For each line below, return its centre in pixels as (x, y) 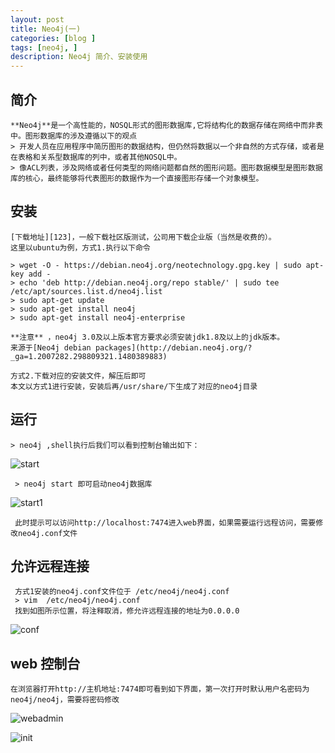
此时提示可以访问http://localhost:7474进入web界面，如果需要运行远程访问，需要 (165, 522)
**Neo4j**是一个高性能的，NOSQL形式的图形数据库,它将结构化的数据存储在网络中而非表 (166, 125)
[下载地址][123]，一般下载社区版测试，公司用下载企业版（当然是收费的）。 (143, 237)
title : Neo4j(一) (46, 29)
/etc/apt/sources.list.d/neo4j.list (86, 291)
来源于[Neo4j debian (51, 347)
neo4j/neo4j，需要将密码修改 (65, 700)
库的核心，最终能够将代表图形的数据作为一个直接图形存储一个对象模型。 (137, 178)
